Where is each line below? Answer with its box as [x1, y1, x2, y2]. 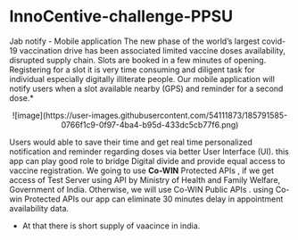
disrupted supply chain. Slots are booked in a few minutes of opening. [9, 54, 267, 65]
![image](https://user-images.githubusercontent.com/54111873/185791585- [12, 110, 288, 120]
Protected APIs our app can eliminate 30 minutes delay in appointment [24, 194, 284, 204]
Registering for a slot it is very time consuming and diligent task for [9, 64, 256, 75]
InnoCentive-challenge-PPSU [9, 6, 234, 27]
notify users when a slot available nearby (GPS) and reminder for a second [9, 83, 284, 94]
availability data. [9, 203, 70, 213]
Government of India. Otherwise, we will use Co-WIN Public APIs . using [9, 184, 274, 194]
